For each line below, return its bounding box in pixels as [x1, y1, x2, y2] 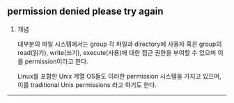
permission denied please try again [7, 6, 164, 17]
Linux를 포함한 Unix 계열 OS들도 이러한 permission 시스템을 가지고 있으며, [17, 72, 221, 80]
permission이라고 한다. [24, 57, 88, 65]
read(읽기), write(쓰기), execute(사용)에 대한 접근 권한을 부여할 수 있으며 [17, 48, 217, 56]
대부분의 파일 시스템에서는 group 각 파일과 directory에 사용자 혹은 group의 [17, 40, 222, 48]
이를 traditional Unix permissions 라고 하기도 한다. [17, 80, 157, 89]
